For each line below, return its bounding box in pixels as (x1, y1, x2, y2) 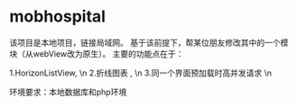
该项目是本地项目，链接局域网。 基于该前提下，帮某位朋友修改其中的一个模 (9, 37, 289, 48)
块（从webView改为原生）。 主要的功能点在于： (9, 48, 184, 59)
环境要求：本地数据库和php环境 (9, 86, 127, 97)
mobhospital (9, 6, 107, 27)
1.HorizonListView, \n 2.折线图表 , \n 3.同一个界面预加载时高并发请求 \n (9, 67, 273, 78)
